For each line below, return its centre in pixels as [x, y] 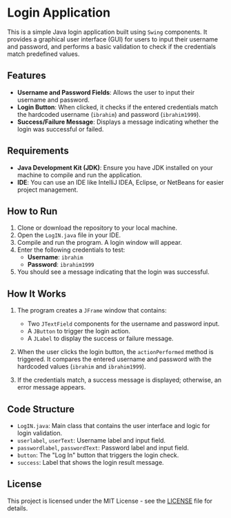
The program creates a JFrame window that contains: [92, 311]
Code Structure [41, 409]
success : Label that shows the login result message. [90, 462]
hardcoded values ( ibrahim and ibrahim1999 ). [81, 367]
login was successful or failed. [60, 129]
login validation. [40, 433]
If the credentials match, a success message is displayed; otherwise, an [119, 380]
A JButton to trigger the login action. [79, 331]
